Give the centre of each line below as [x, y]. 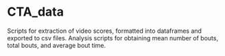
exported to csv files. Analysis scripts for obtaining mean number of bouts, [113, 38]
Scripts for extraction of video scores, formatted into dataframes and [105, 31]
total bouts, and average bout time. [57, 45]
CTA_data [35, 12]
